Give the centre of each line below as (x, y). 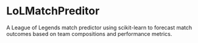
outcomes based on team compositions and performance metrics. (89, 33)
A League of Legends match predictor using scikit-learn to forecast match (99, 27)
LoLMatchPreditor (53, 11)
